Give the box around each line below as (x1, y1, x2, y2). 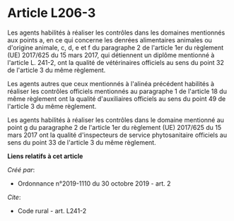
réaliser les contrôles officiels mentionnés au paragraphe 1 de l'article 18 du (7, 87, 228, 95)
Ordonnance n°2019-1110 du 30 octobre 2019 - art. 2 (17, 179, 171, 188)
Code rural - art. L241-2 (17, 206, 87, 215)
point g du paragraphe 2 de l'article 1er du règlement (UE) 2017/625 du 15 (7, 123, 222, 131)
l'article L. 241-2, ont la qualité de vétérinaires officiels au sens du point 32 (7, 58, 225, 66)
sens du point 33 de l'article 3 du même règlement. (7, 138, 157, 146)
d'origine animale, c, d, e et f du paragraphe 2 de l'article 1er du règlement (7, 43, 224, 52)
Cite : (7, 193, 21, 201)
